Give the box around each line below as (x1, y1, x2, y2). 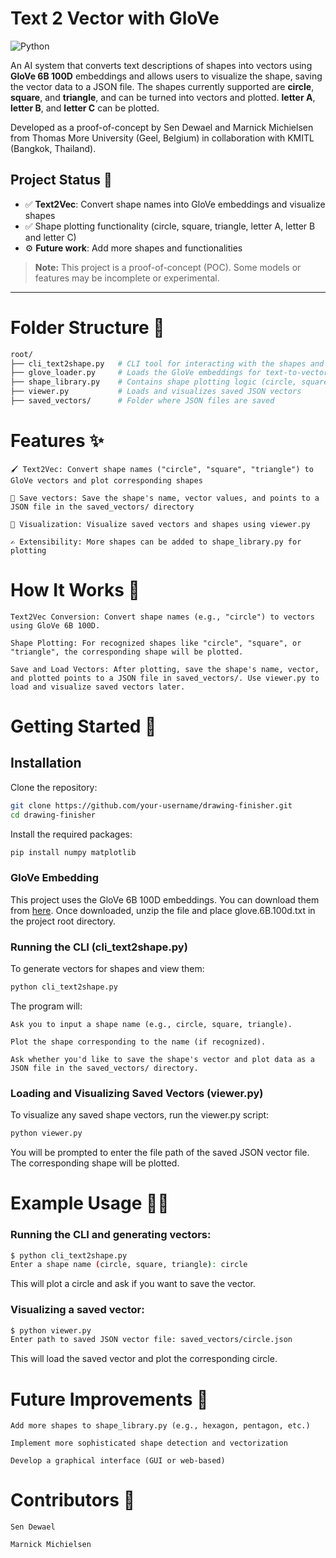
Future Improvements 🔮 (10, 1388, 209, 1411)
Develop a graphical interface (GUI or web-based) (10, 1456, 226, 1466)
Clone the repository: (10, 781, 98, 793)
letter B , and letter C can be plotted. (10, 102, 160, 114)
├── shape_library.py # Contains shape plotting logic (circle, (10, 377, 298, 387)
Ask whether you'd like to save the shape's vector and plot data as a (10, 1054, 315, 1064)
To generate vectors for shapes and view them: (10, 963, 205, 975)
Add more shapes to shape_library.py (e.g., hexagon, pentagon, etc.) (10, 1421, 311, 1431)
